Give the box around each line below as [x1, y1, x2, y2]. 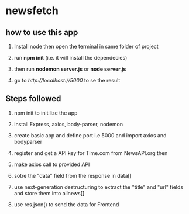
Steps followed [5, 94, 61, 103]
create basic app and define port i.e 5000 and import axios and [13, 132, 167, 139]
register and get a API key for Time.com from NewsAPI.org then [13, 149, 168, 156]
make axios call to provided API [13, 161, 90, 168]
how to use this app [5, 27, 78, 37]
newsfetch [5, 4, 59, 18]
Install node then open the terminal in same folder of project [13, 43, 159, 50]
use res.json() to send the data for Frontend [13, 201, 119, 208]
